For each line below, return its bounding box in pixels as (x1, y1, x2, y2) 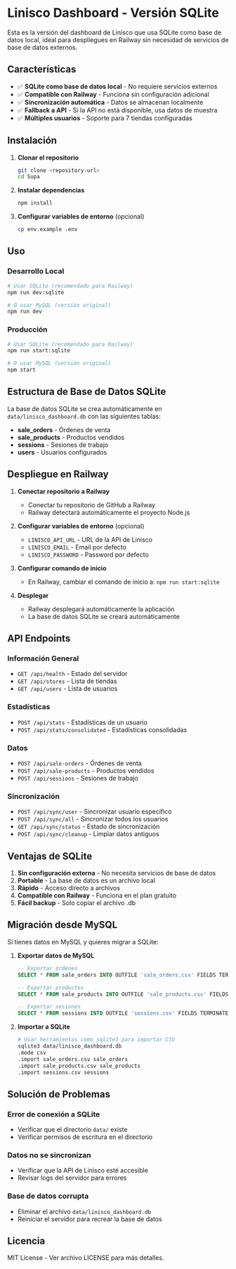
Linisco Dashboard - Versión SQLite (7, 5, 220, 21)
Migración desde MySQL (7, 919, 118, 931)
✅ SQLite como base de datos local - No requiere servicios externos (17, 82, 218, 91)
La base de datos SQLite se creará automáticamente (27, 612, 181, 620)
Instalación (7, 135, 58, 147)
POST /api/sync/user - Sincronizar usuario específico (17, 807, 172, 816)
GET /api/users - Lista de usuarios (17, 684, 118, 693)
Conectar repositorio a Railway (17, 487, 110, 495)
